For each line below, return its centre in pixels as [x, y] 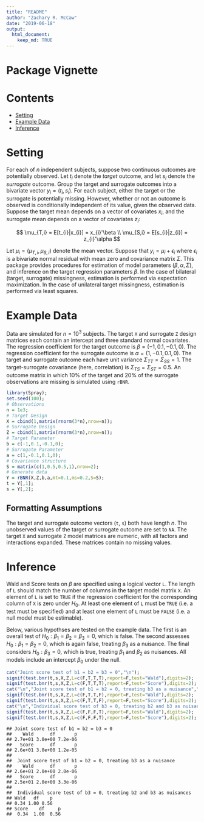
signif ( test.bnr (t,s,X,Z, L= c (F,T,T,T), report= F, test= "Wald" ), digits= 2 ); [100, 678]
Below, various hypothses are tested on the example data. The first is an [97, 629]
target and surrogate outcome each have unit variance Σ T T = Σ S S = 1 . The [99, 360]
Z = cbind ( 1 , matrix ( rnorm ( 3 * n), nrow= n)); [59, 433]
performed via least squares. [42, 291]
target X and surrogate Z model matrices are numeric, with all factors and [97, 536]
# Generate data [27, 472]
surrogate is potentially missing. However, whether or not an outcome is [96, 198]
